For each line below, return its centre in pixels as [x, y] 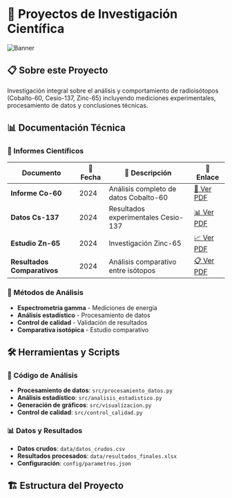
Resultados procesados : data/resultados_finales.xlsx [97, 456]
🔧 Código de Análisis [42, 376]
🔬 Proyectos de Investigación [93, 14]
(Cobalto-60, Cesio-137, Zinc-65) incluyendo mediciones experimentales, [112, 98]
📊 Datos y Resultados [45, 431]
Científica [36, 29]
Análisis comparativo [143, 262]
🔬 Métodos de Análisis [46, 293]
